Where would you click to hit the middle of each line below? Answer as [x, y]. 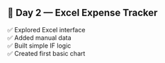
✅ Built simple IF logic [39, 45]
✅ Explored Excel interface [46, 29]
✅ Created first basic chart [46, 53]
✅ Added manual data [40, 37]
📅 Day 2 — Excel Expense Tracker [82, 13]
